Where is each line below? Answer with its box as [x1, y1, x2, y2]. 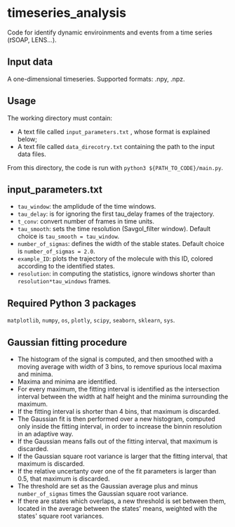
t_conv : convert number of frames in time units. [17, 217, 155, 226]
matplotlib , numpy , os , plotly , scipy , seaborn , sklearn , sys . [7, 316, 175, 325]
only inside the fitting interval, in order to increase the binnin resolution [17, 422, 222, 430]
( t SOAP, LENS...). [7, 35, 58, 44]
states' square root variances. [17, 512, 104, 520]
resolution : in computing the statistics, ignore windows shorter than [17, 269, 215, 278]
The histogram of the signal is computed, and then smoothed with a [17, 355, 214, 363]
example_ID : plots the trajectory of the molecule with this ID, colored [17, 254, 213, 263]
